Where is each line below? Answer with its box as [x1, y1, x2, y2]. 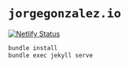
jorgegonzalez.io [8, 6, 122, 21]
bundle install [8, 44, 58, 52]
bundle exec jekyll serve [8, 51, 93, 59]
